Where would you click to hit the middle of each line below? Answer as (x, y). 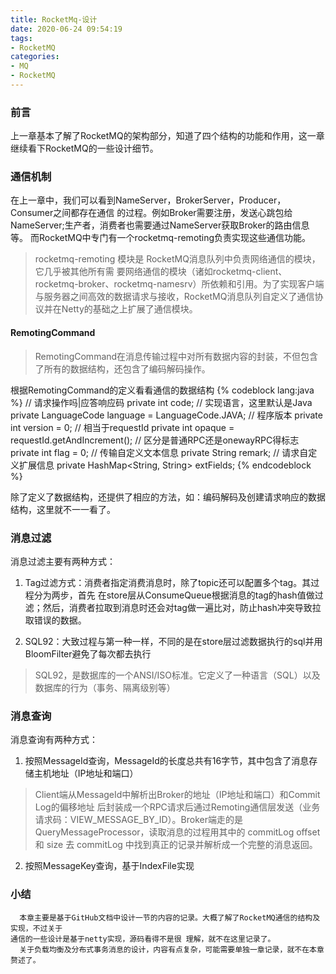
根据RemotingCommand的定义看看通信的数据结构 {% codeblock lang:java (162, 390)
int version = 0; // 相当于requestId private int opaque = (122, 427)
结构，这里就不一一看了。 (63, 509)
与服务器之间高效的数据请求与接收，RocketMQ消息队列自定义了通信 (174, 297)
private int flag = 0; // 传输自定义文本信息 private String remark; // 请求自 (159, 452)
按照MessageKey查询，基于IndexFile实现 (109, 866)
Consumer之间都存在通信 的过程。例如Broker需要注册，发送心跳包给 (151, 213)
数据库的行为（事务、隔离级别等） (105, 687)
